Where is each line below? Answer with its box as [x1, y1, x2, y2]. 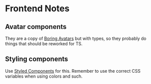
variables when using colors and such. [5, 73, 83, 79]
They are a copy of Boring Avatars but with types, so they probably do [5, 35, 147, 41]
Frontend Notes [5, 3, 70, 14]
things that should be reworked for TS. [5, 41, 83, 47]
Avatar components [5, 23, 67, 31]
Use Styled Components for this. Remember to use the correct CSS [5, 68, 141, 74]
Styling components [5, 55, 68, 63]
